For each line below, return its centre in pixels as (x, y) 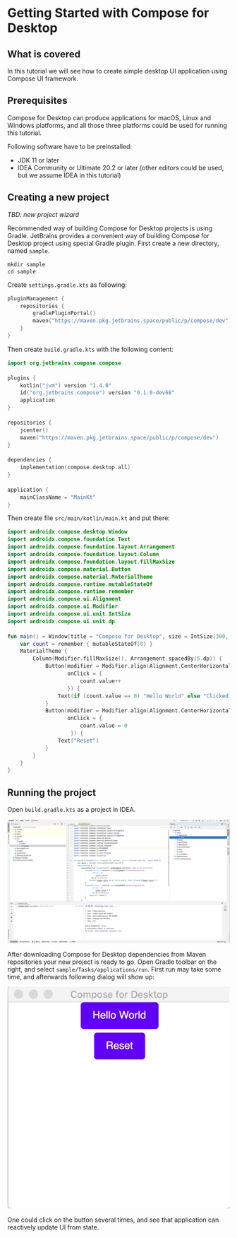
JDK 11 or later (38, 160)
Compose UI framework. (43, 78)
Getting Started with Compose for (108, 13)
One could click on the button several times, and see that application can (113, 1220)
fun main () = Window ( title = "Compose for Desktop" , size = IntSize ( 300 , (118, 636)
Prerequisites (37, 101)
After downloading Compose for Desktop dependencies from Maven (107, 955)
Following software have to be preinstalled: (70, 146)
